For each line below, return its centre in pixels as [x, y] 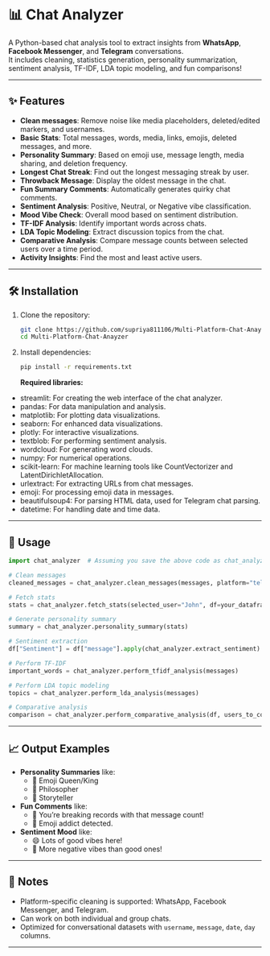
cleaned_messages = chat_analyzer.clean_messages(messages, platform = [129, 583]
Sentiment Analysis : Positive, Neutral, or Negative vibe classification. [135, 206]
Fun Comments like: [54, 806]
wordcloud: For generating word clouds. [86, 449]
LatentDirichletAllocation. [62, 475]
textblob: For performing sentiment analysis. [93, 441]
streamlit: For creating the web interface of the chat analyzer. [121, 398]
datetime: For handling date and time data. [90, 509]
